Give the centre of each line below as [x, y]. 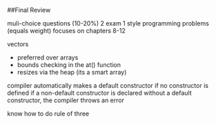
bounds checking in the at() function [69, 65]
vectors [18, 44]
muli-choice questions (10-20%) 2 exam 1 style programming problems [108, 23]
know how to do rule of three [48, 114]
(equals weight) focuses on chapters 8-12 [66, 31]
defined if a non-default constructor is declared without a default [99, 93]
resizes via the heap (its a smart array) [72, 72]
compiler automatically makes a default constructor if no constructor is [108, 85]
